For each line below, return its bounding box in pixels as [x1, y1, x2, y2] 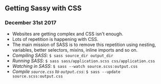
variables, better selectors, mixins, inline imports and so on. [12, 47, 138, 53]
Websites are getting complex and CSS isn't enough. [12, 30, 124, 37]
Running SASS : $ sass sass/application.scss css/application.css [12, 58, 155, 64]
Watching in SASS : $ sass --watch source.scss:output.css [12, 63, 138, 69]
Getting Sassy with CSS [5, 4, 82, 13]
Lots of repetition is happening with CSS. [12, 36, 99, 42]
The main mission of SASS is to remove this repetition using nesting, [12, 41, 156, 48]
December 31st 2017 [5, 19, 57, 26]
